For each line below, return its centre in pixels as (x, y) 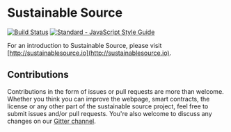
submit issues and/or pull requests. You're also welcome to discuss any (110, 113)
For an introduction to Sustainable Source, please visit (85, 45)
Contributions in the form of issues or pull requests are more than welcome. (115, 91)
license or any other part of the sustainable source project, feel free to (108, 106)
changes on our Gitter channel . (51, 121)
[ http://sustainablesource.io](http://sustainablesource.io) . (89, 53)
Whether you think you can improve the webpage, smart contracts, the (109, 99)
